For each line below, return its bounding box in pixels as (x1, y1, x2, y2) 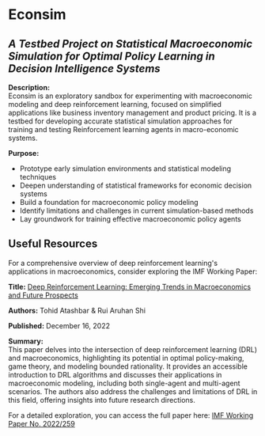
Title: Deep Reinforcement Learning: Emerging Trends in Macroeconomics (8, 282, 252, 291)
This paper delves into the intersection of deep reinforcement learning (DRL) (8, 344, 257, 354)
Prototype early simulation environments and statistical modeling (19, 164, 232, 173)
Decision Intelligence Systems (8, 62, 161, 75)
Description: (8, 83, 50, 92)
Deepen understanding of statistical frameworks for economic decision (19, 180, 252, 190)
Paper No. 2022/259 (8, 419, 75, 428)
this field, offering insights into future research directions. (8, 395, 195, 404)
